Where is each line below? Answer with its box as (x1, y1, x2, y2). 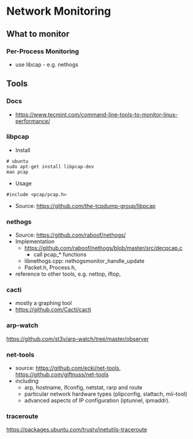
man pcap (6, 169, 29, 175)
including (15, 377, 38, 385)
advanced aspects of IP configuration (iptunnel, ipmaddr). (24, 397, 170, 404)
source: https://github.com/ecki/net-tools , (15, 364, 121, 372)
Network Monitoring (6, 4, 111, 18)
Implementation (15, 238, 55, 245)
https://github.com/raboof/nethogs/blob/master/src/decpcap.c (24, 245, 183, 252)
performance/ (15, 117, 51, 125)
